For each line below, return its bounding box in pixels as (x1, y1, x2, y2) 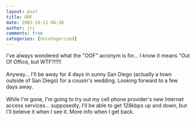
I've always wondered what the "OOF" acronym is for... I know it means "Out (6, 52, 190, 59)
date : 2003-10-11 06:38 (6, 19, 64, 25)
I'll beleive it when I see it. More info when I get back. (6, 108, 135, 115)
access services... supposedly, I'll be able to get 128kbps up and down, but (6, 102, 187, 109)
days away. (6, 83, 33, 90)
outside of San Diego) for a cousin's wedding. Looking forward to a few (6, 77, 178, 84)
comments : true (6, 31, 43, 36)
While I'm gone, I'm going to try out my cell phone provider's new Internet (6, 96, 184, 103)
